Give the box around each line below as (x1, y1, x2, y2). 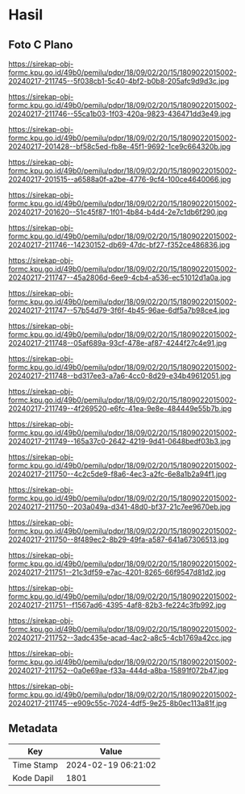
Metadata (8, 721, 58, 735)
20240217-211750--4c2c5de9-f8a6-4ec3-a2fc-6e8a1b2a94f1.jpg (8, 469, 227, 479)
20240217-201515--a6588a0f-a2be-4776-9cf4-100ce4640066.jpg (8, 175, 231, 184)
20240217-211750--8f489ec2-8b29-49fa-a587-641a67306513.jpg (8, 534, 230, 544)
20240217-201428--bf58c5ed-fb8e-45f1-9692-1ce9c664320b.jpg (8, 142, 231, 151)
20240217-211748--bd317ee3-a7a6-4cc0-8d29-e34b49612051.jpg (8, 371, 231, 380)
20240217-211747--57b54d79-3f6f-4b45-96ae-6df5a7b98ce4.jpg (8, 306, 230, 315)
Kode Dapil (12, 772, 54, 784)
